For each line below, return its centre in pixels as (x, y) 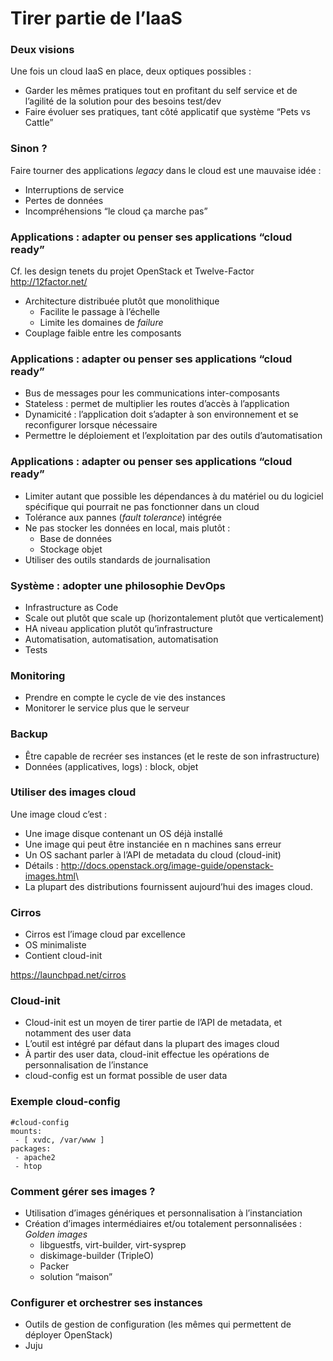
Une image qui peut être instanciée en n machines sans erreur (153, 844)
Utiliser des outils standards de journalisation (117, 559)
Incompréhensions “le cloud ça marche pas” (116, 211)
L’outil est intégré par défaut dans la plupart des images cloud (152, 1044)
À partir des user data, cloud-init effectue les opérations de (147, 1054)
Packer (54, 1266)
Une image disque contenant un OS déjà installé (123, 833)
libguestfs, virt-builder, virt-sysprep (113, 1245)
